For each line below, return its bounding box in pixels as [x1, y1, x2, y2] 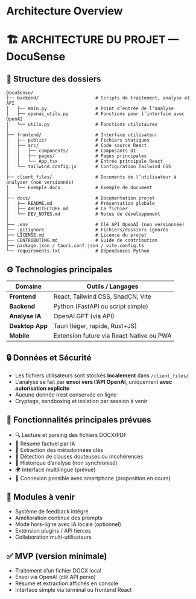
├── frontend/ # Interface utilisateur [6, 132, 158, 138]
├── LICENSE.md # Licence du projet [6, 232, 147, 239]
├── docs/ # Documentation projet [6, 195, 155, 201]
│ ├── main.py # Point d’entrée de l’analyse [6, 105, 174, 112]
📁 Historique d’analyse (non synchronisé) [14, 459, 118, 466]
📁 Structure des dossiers [6, 74, 101, 84]
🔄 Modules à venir [6, 492, 75, 503]
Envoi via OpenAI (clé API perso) [14, 574, 96, 581]
